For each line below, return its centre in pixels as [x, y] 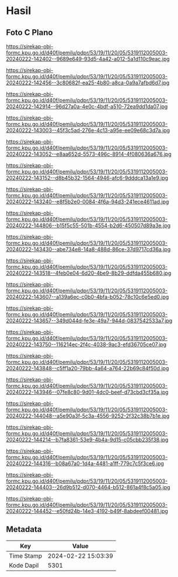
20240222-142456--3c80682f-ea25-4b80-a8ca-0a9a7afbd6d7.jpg [88, 83]
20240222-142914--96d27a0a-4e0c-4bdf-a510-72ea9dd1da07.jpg [87, 106]
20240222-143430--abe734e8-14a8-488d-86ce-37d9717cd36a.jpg [88, 249]
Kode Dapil [24, 565]
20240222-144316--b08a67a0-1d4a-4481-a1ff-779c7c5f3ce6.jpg [85, 463]
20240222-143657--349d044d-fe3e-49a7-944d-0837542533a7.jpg [89, 321]
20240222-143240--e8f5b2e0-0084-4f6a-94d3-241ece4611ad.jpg [88, 202]
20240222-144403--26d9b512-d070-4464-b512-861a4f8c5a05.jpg [88, 487]
